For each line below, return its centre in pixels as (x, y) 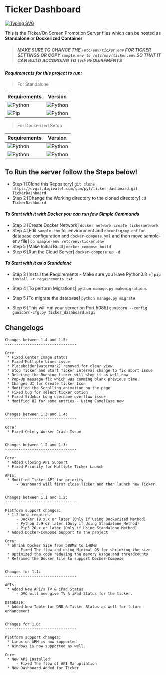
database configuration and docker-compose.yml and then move (78, 236)
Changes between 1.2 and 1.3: (37, 445)
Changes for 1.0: (23, 624)
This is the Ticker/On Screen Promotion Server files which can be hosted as (83, 33)
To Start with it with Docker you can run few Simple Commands (72, 214)
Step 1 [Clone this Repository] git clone (53, 184)
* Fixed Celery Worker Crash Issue (44, 432)
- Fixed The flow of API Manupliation (57, 664)
